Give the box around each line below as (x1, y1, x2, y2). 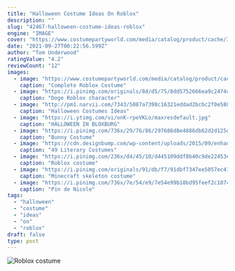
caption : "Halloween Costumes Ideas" (20, 108, 130, 115)
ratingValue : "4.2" (7, 56, 64, 63)
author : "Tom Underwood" (7, 50, 80, 57)
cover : (7, 36, 27, 43)
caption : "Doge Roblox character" (20, 95, 120, 102)
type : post (7, 237, 39, 244)
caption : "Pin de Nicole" (20, 186, 96, 193)
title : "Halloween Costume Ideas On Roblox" (7, 10, 139, 17)
